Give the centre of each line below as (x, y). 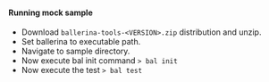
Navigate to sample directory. (76, 51)
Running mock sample (50, 12)
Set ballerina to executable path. (81, 42)
